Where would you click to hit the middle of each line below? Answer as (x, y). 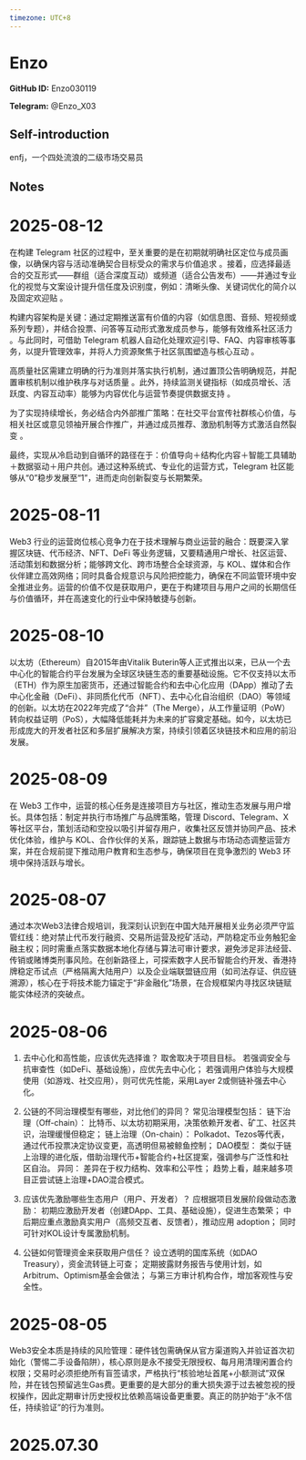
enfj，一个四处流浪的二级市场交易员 (76, 158)
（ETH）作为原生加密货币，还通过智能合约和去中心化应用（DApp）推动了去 (152, 685)
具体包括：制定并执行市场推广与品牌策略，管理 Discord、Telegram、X (157, 817)
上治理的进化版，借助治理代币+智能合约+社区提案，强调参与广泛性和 (152, 1157)
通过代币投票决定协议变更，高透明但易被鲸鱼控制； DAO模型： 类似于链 (157, 1146)
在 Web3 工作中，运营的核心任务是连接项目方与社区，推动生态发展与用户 (147, 805)
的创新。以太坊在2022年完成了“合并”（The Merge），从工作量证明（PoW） (150, 708)
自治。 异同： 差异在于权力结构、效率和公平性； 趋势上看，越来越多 (158, 1169)
